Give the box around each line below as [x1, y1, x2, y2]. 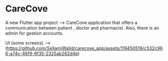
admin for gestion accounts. [5, 30, 64, 36]
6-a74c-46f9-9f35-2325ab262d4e [5, 50, 78, 56]
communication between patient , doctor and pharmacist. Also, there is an [5, 24, 159, 30]
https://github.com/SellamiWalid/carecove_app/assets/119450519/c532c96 [7, 45, 163, 51]
